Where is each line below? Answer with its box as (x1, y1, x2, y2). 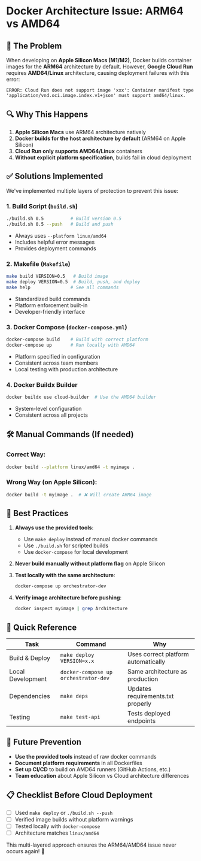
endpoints (127, 717, 156, 725)
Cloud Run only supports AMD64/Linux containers (14, 147, 142, 154)
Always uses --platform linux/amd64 (14, 232, 106, 239)
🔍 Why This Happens (6, 110, 89, 120)
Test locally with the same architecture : (14, 572, 115, 579)
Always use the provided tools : (14, 524, 94, 531)
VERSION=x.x (60, 657, 95, 664)
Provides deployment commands (14, 244, 97, 252)
